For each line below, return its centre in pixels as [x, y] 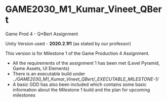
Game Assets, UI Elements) [41, 68]
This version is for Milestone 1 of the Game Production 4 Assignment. [77, 53]
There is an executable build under [49, 73]
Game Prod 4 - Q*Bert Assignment [42, 34]
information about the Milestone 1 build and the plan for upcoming [81, 89]
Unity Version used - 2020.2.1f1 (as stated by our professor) [68, 43]
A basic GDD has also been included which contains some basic [79, 84]
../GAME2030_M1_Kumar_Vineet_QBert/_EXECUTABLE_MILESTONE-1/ [86, 79]
